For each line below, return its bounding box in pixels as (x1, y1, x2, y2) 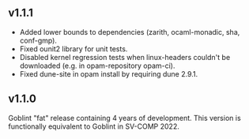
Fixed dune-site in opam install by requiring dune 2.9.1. (19, 69, 198, 78)
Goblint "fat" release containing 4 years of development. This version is (8, 113, 241, 122)
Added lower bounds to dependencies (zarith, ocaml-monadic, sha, (19, 27, 240, 36)
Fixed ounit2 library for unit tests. (19, 43, 128, 54)
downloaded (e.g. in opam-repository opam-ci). (19, 61, 175, 70)
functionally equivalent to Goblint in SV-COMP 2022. (8, 122, 179, 131)
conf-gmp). (19, 36, 58, 45)
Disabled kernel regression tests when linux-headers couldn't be (19, 52, 231, 62)
